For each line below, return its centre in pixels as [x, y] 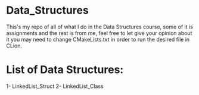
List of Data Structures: [65, 70]
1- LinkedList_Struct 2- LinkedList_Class [55, 86]
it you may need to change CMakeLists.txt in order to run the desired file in [98, 39]
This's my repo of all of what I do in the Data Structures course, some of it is [100, 27]
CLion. [14, 46]
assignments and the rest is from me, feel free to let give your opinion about [99, 33]
